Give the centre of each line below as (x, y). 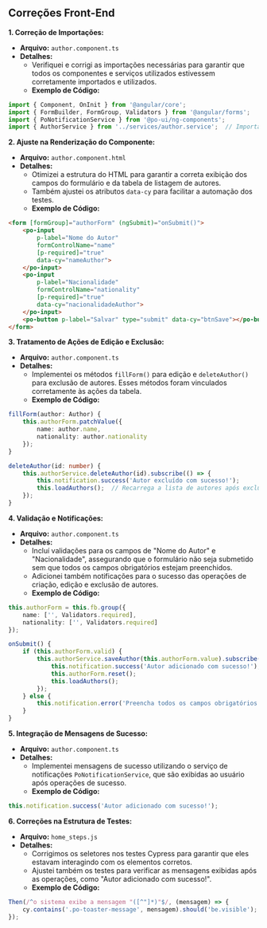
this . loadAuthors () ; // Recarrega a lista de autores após (138, 488)
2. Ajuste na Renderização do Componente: (81, 142)
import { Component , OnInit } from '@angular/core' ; (97, 104)
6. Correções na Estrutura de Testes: (70, 821)
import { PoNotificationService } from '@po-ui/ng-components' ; (117, 120)
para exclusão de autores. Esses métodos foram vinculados (130, 383)
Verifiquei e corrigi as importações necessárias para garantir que (138, 65)
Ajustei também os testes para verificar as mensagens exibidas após (144, 870)
